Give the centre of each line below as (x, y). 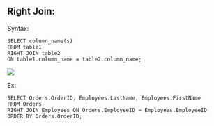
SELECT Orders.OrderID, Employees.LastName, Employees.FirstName (104, 98)
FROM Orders (24, 104)
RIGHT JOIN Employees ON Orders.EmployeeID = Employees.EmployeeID (107, 110)
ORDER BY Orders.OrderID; (45, 116)
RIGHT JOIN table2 (34, 53)
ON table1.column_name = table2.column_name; (74, 59)
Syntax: (18, 28)
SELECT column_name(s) (40, 41)
